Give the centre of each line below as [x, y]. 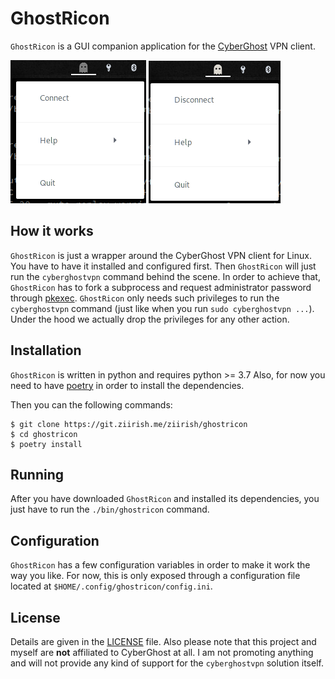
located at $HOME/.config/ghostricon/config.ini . [111, 586]
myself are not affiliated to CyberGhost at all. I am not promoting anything [162, 652]
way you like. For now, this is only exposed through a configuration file [155, 576]
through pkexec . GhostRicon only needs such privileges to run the [145, 298]
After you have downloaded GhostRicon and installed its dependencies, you [165, 499]
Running [37, 474]
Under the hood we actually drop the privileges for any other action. [150, 319]
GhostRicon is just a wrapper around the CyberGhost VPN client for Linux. [161, 255]
